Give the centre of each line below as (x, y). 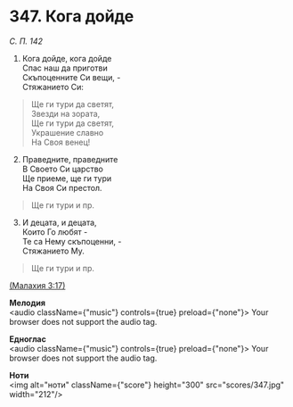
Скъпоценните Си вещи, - (71, 77)
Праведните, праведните (70, 159)
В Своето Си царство (63, 169)
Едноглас (28, 339)
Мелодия (28, 303)
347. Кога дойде (72, 17)
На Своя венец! (61, 142)
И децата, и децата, (59, 222)
